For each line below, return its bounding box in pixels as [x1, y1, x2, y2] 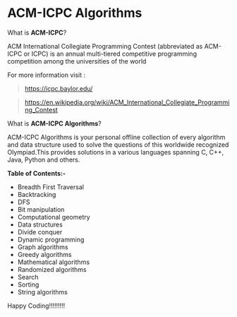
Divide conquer [17, 227, 63, 236]
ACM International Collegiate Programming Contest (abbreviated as [7, 42, 203, 50]
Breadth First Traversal [17, 182, 85, 191]
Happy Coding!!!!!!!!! [7, 301, 66, 310]
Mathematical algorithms [17, 258, 90, 266]
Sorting [17, 280, 39, 289]
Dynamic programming [17, 235, 85, 244]
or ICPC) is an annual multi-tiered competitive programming [23, 49, 197, 58]
